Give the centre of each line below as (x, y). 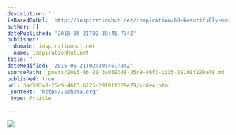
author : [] (23, 27)
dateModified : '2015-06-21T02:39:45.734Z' (70, 66)
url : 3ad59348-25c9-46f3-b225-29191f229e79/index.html (89, 85)
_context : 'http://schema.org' (53, 92)
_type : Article (29, 99)
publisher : (23, 40)
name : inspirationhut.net (52, 53)
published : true (31, 79)
